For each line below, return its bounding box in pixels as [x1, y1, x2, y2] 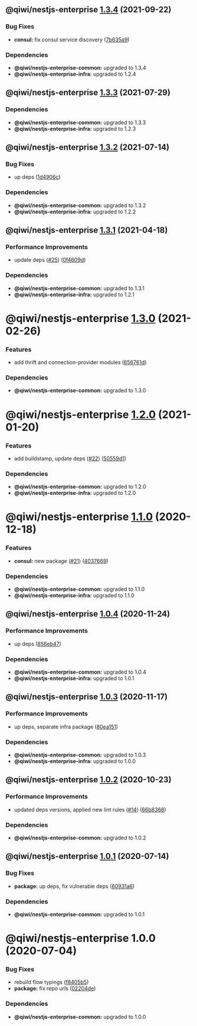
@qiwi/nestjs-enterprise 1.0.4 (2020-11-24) [5, 609, 170, 619]
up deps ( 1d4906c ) [14, 173, 61, 181]
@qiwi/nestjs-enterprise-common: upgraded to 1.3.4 [14, 64, 147, 71]
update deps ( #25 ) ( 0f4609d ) [14, 256, 86, 263]
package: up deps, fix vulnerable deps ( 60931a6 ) [14, 882, 135, 890]
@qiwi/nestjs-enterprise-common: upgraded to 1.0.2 [14, 834, 146, 841]
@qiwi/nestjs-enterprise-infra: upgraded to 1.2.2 [14, 208, 136, 215]
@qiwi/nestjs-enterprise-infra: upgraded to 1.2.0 [14, 490, 136, 497]
